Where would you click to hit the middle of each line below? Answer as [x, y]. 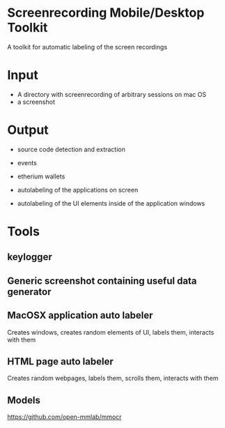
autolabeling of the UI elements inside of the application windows [111, 203]
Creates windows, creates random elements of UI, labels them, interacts [111, 332]
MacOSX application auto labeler [80, 315]
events [27, 162]
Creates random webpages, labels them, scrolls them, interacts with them [113, 379]
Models [24, 400]
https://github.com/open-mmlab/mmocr [64, 417]
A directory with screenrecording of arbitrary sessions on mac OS [112, 94]
